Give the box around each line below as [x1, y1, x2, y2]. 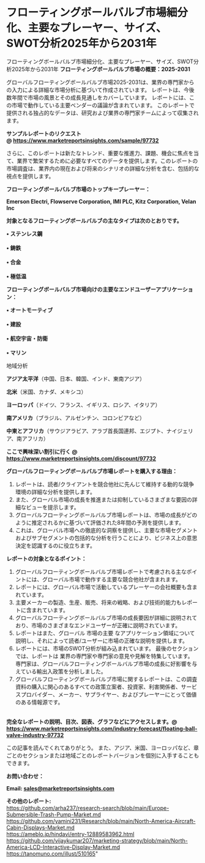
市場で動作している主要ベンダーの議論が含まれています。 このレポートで [11, 101, 195, 109]
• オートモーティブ [6, 306, 53, 314]
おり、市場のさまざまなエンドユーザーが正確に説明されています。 [15, 621, 181, 629]
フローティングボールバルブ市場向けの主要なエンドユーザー [6, 285, 156, 293]
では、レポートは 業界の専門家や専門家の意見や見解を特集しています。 [15, 652, 193, 660]
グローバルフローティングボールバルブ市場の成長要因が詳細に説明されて [15, 614, 198, 621]
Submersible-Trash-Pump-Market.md [6, 811, 101, 818]
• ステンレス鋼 [6, 230, 43, 237]
